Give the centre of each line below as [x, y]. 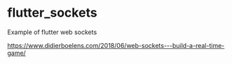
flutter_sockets [52, 13]
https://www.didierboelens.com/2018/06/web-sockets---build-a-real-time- [116, 45]
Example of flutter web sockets [52, 32]
